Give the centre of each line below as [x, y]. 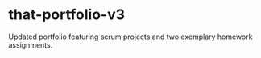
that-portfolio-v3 [67, 15]
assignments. [31, 44]
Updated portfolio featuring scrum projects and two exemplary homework [130, 37]
